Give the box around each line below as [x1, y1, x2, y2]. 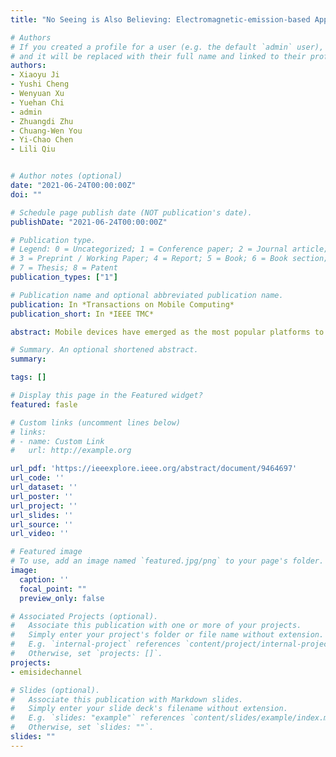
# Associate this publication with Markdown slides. [10, 694, 244, 705]
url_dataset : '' [10, 482, 78, 492]
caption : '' [19, 574, 70, 585]
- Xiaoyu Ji [10, 70, 60, 80]
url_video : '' [10, 529, 70, 539]
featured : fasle [10, 399, 78, 410]
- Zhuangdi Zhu [10, 116, 74, 126]
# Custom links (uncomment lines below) [10, 417, 182, 428]
